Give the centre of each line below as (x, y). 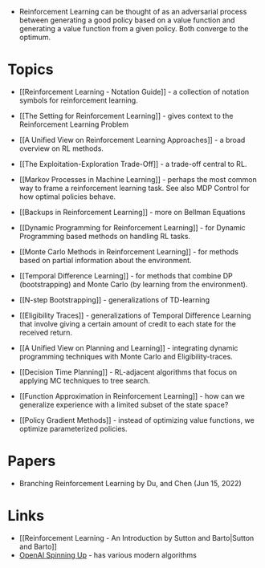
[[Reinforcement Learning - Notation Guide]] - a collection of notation (134, 91)
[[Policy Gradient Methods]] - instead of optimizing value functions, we (137, 420)
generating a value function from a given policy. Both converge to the (134, 28)
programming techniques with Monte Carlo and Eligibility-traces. (126, 356)
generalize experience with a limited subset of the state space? (124, 404)
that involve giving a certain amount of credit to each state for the (127, 323)
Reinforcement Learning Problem (74, 124)
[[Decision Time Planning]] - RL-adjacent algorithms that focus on (128, 371)
